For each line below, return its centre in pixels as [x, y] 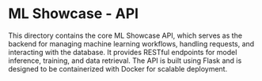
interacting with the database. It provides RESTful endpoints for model [123, 52]
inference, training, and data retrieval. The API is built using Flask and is [125, 61]
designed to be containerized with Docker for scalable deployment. [118, 68]
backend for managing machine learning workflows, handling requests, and [131, 43]
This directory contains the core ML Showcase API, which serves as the [125, 35]
